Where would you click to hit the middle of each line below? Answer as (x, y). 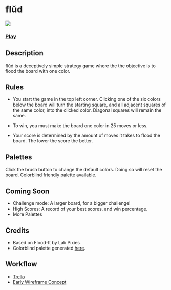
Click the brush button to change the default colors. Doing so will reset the (84, 170)
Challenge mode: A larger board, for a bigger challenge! (71, 203)
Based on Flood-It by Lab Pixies (46, 242)
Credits (17, 230)
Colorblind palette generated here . (49, 248)
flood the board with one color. (38, 71)
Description (24, 53)
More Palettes (27, 214)
